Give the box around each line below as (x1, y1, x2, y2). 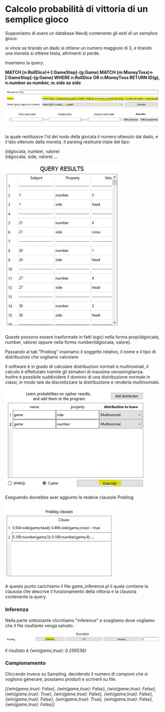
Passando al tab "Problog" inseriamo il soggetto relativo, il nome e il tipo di (5, 349, 156, 355)
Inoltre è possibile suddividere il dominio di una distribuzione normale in (5, 374, 151, 380)
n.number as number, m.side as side (5, 80, 81, 86)
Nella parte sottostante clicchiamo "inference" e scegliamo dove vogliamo (5, 617, 155, 623)
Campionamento (5, 660, 46, 667)
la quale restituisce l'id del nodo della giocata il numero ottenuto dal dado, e (5, 134, 159, 140)
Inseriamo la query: (5, 60, 44, 65)
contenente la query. (5, 594, 47, 600)
